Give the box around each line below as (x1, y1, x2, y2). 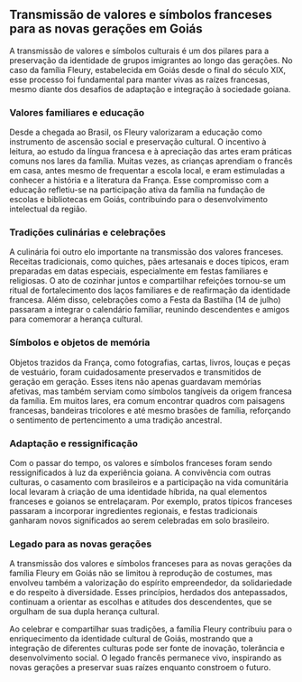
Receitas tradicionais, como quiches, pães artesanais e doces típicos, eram (9, 257, 289, 267)
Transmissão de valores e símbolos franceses (9, 7, 272, 23)
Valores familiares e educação (9, 106, 145, 118)
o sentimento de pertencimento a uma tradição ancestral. (9, 415, 223, 425)
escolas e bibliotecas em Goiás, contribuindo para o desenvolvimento (9, 194, 269, 205)
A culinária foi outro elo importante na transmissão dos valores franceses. (9, 247, 284, 257)
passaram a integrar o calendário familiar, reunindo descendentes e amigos (9, 304, 290, 315)
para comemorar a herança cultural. (9, 313, 143, 324)
